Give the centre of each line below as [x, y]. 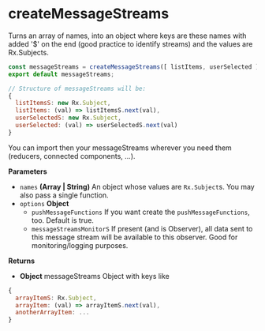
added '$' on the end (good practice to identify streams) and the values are [131, 43]
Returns [22, 261]
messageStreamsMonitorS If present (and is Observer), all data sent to [142, 228]
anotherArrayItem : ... [52, 313]
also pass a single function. [64, 195]
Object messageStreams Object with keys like [94, 276]
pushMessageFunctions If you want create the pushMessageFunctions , [140, 212]
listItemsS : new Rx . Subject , [63, 103]
